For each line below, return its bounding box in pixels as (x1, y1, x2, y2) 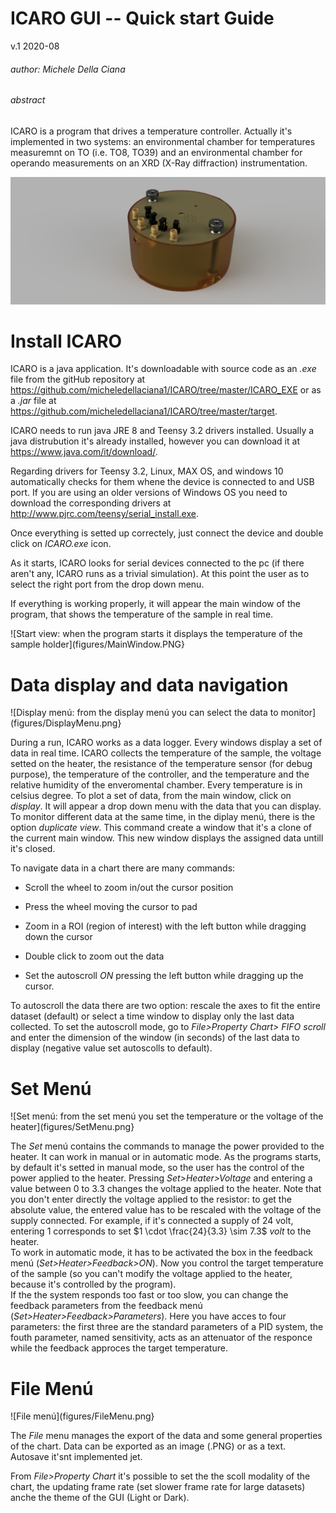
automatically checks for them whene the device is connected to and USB (10, 476, 315, 488)
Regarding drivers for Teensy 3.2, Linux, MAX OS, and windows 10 (10, 465, 284, 477)
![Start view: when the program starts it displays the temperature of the (10, 628, 303, 640)
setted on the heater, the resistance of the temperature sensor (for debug (10, 758, 313, 770)
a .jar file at (10, 395, 57, 407)
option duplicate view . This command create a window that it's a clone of (10, 822, 312, 834)
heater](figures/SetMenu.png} (10, 1121, 135, 1133)
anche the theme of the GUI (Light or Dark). (10, 1492, 190, 1504)
